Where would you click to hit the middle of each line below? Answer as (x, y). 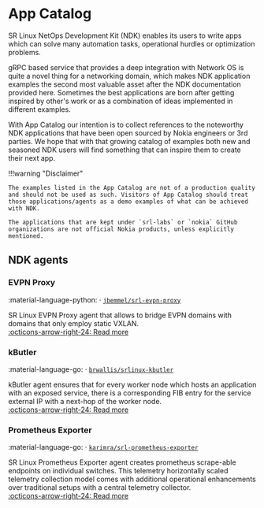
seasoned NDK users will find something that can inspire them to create (125, 150)
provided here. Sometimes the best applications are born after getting (121, 92)
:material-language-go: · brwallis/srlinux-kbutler (91, 369)
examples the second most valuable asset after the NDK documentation (125, 84)
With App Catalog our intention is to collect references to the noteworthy (126, 124)
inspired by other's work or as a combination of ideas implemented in (121, 101)
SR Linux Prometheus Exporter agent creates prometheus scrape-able (122, 462)
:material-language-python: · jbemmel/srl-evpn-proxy (95, 299)
